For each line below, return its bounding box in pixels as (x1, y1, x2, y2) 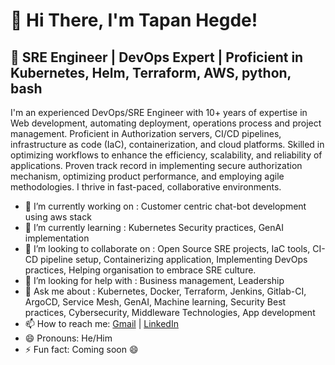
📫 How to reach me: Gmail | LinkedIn (24, 318, 179, 329)
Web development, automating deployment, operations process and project (10, 117, 322, 129)
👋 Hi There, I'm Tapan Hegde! (10, 9, 258, 32)
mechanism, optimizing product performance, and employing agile (10, 170, 285, 182)
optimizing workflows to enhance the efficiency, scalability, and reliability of (10, 149, 323, 161)
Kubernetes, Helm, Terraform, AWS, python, (10, 64, 292, 81)
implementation (24, 232, 90, 244)
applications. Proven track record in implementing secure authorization (10, 160, 303, 171)
